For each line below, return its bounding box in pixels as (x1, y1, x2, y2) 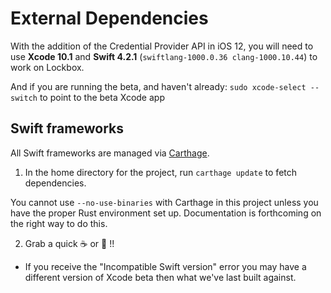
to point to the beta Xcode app (39, 91, 165, 103)
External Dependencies (10, 7, 209, 30)
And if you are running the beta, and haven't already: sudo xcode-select (10, 80, 307, 92)
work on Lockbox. (10, 61, 85, 73)
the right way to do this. (10, 217, 108, 229)
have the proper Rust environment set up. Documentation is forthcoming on (10, 207, 322, 219)
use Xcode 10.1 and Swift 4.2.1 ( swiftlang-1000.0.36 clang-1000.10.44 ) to (10, 50, 318, 62)
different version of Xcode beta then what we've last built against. (24, 271, 297, 283)
